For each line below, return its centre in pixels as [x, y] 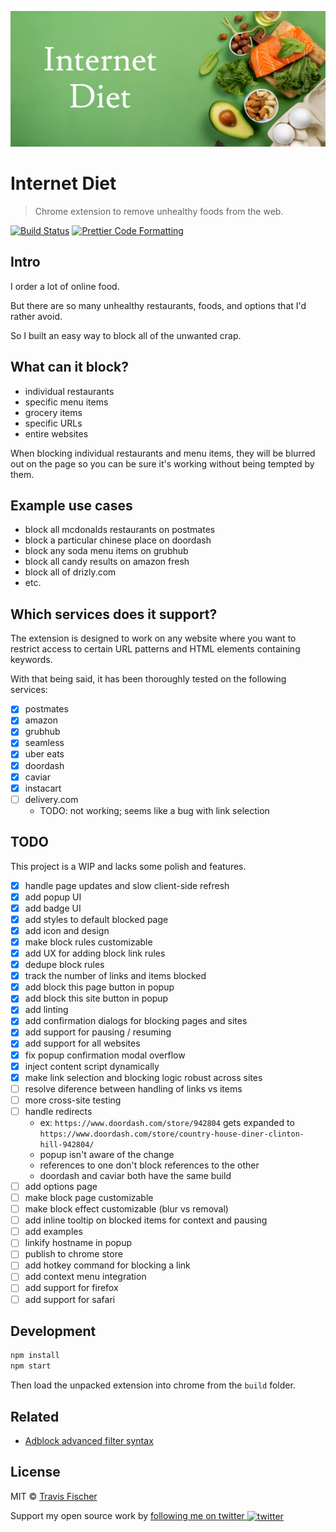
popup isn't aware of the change [107, 1154]
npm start [31, 1366]
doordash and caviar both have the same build [135, 1175]
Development [53, 1331]
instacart [43, 788]
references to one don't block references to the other [149, 1165]
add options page [61, 1186]
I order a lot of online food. [65, 286]
